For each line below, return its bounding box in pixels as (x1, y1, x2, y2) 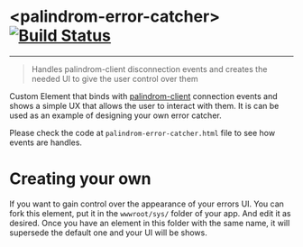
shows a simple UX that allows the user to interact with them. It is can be (9, 100, 280, 111)
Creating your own (9, 169, 151, 189)
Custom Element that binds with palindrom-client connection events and (9, 90, 278, 101)
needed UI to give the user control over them (31, 73, 198, 84)
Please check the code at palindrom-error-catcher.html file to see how (9, 127, 276, 138)
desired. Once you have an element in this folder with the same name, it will (9, 217, 290, 228)
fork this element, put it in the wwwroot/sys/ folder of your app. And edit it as (9, 207, 291, 218)
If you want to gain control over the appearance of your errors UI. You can (9, 198, 284, 209)
